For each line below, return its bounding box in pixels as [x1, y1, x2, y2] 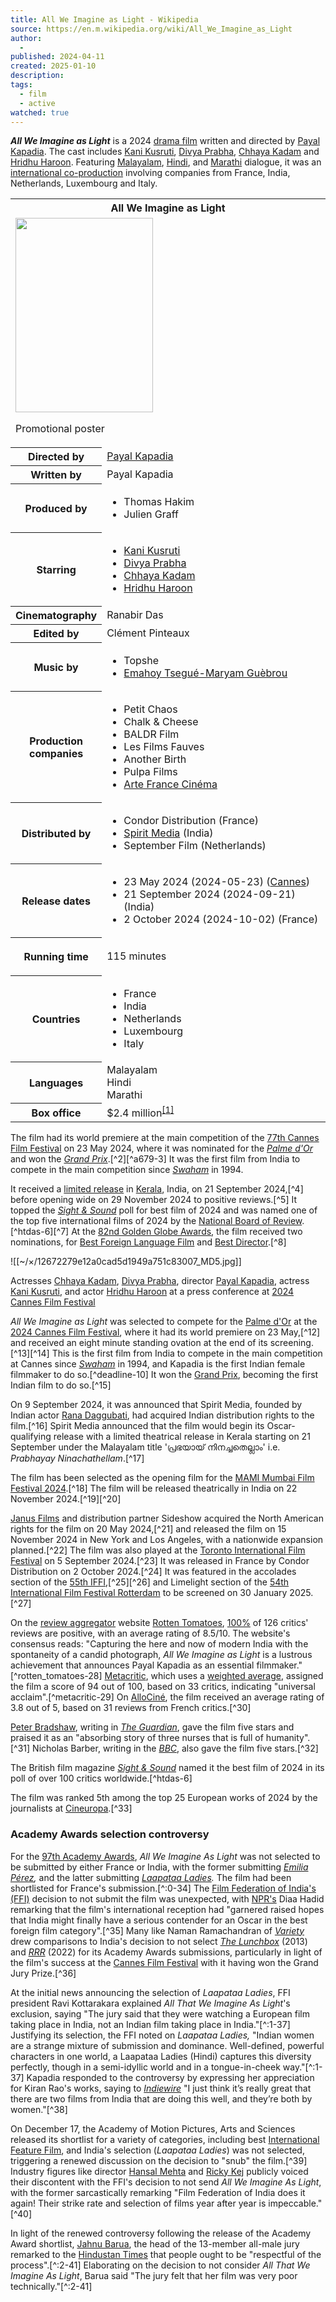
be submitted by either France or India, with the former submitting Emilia [10, 1861, 309, 1873]
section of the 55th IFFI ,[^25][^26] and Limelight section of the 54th [10, 1576, 290, 1588]
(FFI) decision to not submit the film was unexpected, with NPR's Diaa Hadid [10, 1892, 325, 1905]
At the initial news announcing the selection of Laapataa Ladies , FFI [10, 1986, 291, 1998]
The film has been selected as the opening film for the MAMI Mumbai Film [10, 1472, 315, 1484]
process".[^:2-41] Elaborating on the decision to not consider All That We [10, 2259, 311, 2271]
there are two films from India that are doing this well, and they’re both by [10, 2092, 313, 2105]
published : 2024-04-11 [10, 52, 105, 62]
